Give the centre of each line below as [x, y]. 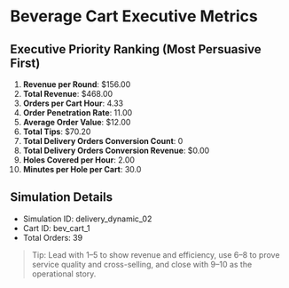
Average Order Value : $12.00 [77, 122]
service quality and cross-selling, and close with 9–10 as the [142, 264]
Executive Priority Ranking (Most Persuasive [136, 49]
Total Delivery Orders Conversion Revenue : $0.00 [116, 150]
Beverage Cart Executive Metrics [134, 16]
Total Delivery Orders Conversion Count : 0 [103, 141]
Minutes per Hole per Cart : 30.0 [82, 169]
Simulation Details [62, 197]
